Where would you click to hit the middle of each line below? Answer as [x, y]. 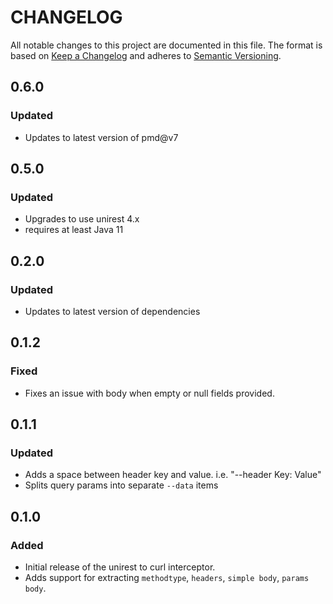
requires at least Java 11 [74, 230]
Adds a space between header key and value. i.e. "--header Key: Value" [173, 475]
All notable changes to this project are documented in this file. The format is [166, 45]
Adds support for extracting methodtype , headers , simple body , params [167, 578]
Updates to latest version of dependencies [112, 311]
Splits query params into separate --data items [121, 485]
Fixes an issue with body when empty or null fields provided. [149, 393]
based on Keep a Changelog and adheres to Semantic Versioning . [146, 55]
